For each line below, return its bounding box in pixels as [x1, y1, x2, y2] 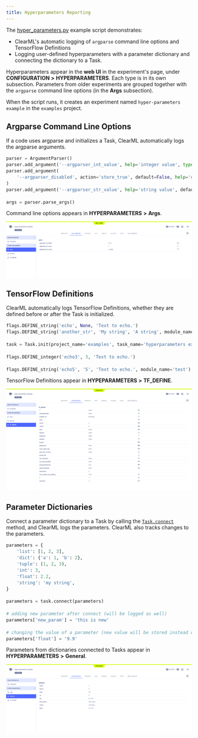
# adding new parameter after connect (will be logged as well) [6, 611, 167, 617]
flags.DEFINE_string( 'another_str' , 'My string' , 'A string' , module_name [6, 329, 194, 335]
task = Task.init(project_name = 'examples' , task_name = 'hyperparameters [6, 342, 186, 348]
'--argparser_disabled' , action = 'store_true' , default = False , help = [16, 174, 189, 180]
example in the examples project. [6, 104, 82, 111]
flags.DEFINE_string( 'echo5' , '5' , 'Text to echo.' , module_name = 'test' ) [6, 366, 192, 373]
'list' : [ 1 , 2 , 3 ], [16, 549, 65, 555]
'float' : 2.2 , [16, 574, 51, 579]
